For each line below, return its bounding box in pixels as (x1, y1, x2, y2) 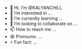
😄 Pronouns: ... (9, 33, 42, 39)
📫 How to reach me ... (9, 26, 56, 32)
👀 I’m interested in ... (9, 10, 52, 16)
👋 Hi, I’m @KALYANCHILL (9, 5, 62, 10)
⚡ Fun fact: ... (9, 39, 37, 45)
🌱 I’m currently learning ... (9, 15, 63, 21)
